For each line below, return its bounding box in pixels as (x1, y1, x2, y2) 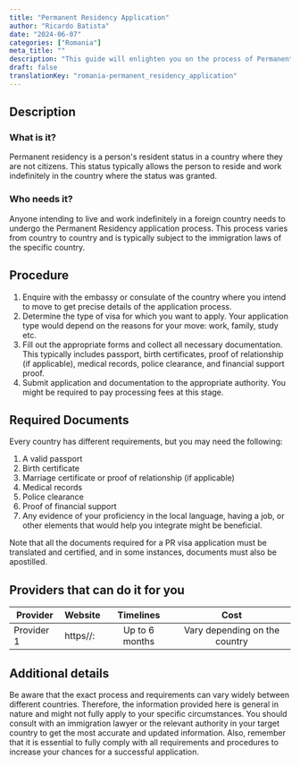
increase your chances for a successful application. (9, 746, 199, 757)
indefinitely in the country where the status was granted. (9, 171, 217, 182)
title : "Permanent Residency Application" (9, 13, 170, 22)
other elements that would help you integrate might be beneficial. (21, 520, 262, 531)
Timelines (117, 609, 161, 622)
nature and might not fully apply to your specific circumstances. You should (9, 708, 287, 719)
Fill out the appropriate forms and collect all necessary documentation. (21, 339, 283, 350)
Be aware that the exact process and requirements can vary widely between (9, 689, 290, 700)
